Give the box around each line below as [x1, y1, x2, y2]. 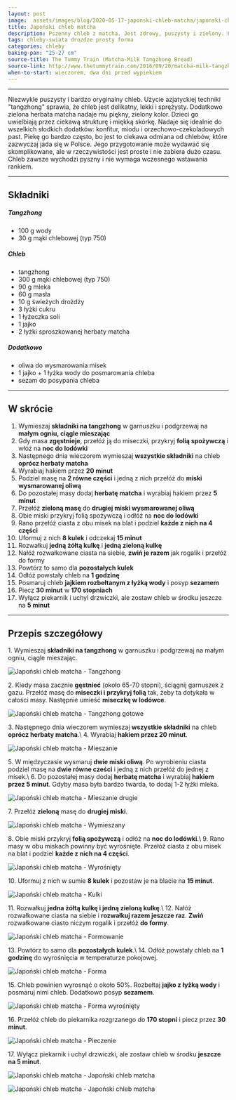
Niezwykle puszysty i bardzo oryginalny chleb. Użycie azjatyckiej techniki [8, 95, 221, 103]
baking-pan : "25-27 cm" [8, 50, 78, 57]
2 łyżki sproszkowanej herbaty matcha [18, 327, 130, 336]
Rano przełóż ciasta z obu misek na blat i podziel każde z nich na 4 [18, 518, 213, 527]
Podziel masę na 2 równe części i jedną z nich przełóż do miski [18, 473, 202, 482]
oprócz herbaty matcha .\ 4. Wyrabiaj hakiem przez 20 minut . [8, 731, 188, 739]
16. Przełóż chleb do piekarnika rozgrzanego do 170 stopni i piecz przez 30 [8, 1016, 226, 1024]
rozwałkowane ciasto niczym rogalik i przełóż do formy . [8, 919, 169, 927]
